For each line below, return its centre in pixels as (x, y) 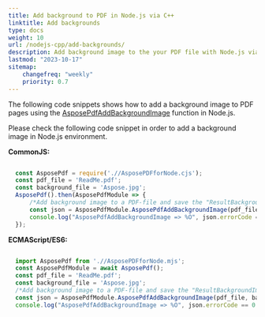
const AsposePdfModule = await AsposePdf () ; (90, 268)
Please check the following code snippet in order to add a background (122, 128)
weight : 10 (26, 38)
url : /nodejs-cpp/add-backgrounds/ (67, 45)
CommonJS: (29, 152)
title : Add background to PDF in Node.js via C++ (91, 15)
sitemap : (22, 67)
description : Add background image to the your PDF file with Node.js (127, 52)
